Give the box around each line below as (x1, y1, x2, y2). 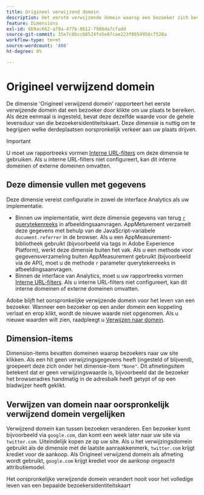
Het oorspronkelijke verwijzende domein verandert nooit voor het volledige (6, 476, 194, 483)
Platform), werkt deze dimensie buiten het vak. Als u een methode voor (15, 246, 193, 254)
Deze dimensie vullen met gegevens (6, 180, 146, 190)
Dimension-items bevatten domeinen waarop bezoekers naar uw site (6, 349, 178, 357)
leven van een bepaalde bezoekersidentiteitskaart (6, 482, 131, 489)
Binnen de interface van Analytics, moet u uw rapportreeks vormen (15, 272, 183, 279)
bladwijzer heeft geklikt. (6, 382, 66, 389)
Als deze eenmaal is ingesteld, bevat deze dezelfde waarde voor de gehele (6, 113, 194, 120)
